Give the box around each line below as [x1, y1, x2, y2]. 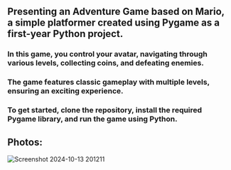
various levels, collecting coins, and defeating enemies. [7, 58, 204, 68]
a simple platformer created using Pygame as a [7, 17, 220, 29]
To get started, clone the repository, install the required [7, 105, 203, 115]
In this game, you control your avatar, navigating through [7, 49, 208, 59]
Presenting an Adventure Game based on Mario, [7, 6, 225, 18]
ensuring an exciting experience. [7, 86, 124, 96]
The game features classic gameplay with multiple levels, [7, 78, 210, 87]
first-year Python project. [7, 28, 124, 40]
